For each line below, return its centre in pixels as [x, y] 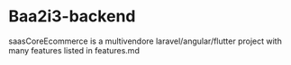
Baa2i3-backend [72, 16]
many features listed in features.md [74, 50]
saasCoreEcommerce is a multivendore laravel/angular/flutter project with [145, 41]
